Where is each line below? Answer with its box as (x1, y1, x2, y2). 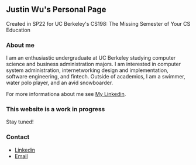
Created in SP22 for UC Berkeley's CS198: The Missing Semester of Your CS (6, 20, 191, 27)
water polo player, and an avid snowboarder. (6, 79, 114, 87)
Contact (6, 133, 30, 141)
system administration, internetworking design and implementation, (6, 67, 169, 74)
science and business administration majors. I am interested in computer (6, 61, 181, 68)
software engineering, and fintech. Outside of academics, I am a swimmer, (6, 73, 185, 80)
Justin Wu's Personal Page (6, 5, 106, 15)
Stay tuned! (6, 118, 34, 125)
